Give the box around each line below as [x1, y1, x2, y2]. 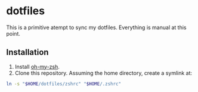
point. [6, 30, 21, 37]
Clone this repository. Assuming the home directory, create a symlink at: [14, 69, 193, 77]
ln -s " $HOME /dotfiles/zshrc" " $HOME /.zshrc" [6, 81, 121, 87]
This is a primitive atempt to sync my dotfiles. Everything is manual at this [6, 24, 187, 31]
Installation [6, 47, 49, 58]
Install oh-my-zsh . [14, 63, 60, 70]
